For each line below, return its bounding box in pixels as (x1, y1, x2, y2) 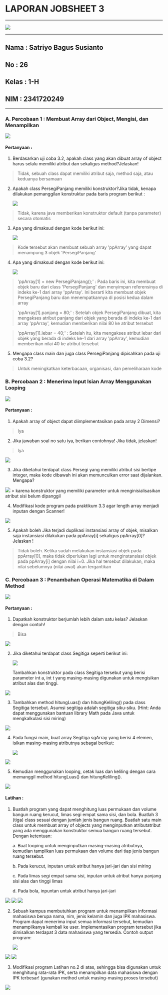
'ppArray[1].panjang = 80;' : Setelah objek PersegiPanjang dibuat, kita (17, 310, 161, 316)
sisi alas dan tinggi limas (12, 878, 63, 884)
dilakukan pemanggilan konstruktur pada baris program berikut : (12, 191, 145, 197)
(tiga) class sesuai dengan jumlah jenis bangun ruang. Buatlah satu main (12, 817, 161, 823)
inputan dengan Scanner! (12, 508, 65, 514)
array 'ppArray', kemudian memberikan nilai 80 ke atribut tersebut (17, 320, 153, 327)
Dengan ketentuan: (12, 833, 52, 839)
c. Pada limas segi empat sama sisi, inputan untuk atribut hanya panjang (12, 872, 161, 878)
